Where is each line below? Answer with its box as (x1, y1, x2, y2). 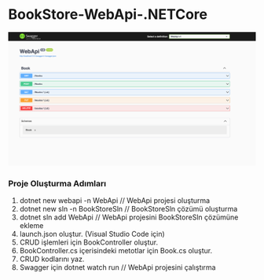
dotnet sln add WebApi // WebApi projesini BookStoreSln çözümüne (19, 212, 239, 222)
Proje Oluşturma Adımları (8, 179, 107, 190)
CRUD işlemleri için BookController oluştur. (19, 238, 159, 247)
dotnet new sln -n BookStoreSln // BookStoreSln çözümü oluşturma (19, 204, 238, 214)
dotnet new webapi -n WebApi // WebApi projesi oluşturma (19, 196, 211, 205)
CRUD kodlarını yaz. (19, 254, 85, 264)
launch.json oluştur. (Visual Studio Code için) (19, 230, 165, 239)
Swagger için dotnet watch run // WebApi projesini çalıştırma (19, 263, 216, 272)
